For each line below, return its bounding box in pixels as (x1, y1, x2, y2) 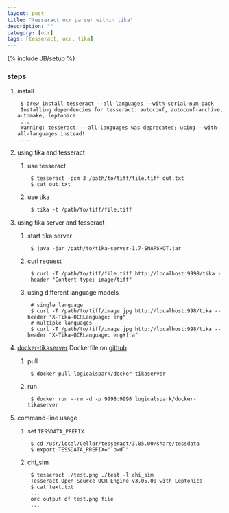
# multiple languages (30, 320, 93, 327)
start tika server (27, 231, 73, 240)
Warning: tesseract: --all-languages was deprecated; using (20, 124, 196, 131)
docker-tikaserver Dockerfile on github (16, 344, 127, 352)
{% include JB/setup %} (7, 54, 75, 62)
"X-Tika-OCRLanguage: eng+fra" (49, 332, 138, 339)
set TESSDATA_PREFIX (27, 427, 84, 435)
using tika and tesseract (16, 148, 86, 157)
